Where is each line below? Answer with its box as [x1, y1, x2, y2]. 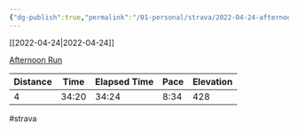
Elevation [192, 75, 233, 88]
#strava [9, 112, 37, 124]
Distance [13, 75, 52, 88]
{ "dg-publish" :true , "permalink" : [9, 12, 133, 22]
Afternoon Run [9, 54, 63, 65]
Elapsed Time [94, 75, 154, 88]
